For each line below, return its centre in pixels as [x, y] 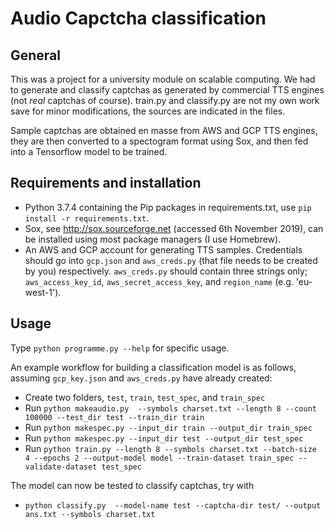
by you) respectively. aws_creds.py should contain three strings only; [166, 271]
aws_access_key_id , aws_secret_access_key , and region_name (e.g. [159, 281]
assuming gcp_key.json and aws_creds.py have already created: [141, 378]
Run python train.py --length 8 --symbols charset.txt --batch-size [170, 448]
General [36, 55]
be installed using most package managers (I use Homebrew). [153, 239]
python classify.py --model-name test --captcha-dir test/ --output [173, 505]
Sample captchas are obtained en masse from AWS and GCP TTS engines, [164, 130]
